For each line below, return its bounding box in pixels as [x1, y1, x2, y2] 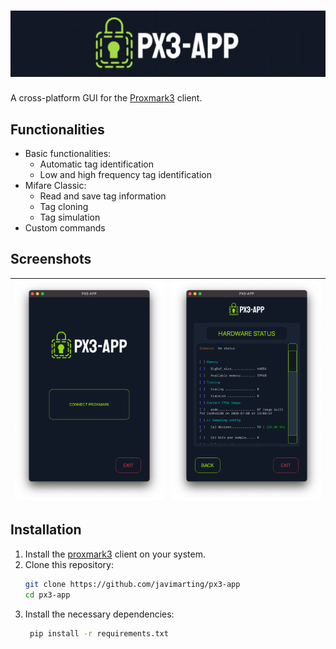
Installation [10, 521, 82, 539]
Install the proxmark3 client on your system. [24, 548, 206, 560]
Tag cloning [39, 201, 89, 213]
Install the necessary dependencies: [24, 608, 175, 620]
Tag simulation [39, 211, 101, 224]
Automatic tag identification [39, 158, 155, 170]
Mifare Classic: [24, 180, 87, 192]
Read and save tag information [39, 190, 167, 202]
